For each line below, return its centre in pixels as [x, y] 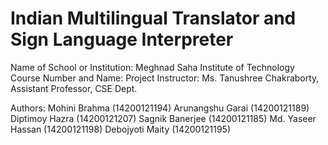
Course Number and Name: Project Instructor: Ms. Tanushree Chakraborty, [165, 78]
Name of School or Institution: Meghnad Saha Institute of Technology [152, 67]
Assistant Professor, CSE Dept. [74, 88]
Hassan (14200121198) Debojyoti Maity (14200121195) [121, 129]
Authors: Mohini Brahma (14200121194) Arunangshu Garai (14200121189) [160, 108]
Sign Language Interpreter [122, 39]
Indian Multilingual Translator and [153, 18]
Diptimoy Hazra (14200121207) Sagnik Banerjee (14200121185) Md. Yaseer [163, 118]
